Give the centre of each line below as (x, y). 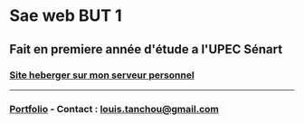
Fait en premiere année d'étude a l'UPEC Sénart (146, 49)
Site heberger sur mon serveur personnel (102, 75)
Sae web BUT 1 (66, 16)
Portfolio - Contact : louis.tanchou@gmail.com (114, 109)
